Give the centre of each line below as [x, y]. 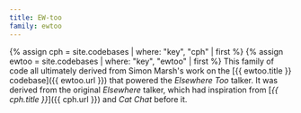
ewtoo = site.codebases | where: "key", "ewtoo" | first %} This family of [142, 61]
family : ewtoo [36, 26]
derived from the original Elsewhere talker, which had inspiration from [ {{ [144, 90]
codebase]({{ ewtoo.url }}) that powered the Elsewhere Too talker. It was [144, 80]
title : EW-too [36, 17]
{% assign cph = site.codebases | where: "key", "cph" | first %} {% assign [146, 51]
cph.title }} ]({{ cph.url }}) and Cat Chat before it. [98, 99]
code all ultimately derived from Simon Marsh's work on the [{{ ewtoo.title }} [150, 70]
